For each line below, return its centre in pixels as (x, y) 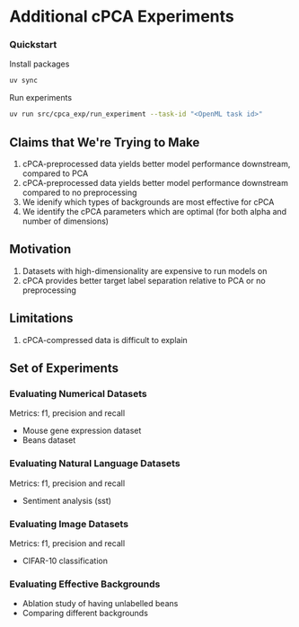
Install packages (40, 64)
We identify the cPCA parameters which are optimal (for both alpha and (154, 212)
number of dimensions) (66, 221)
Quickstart (33, 45)
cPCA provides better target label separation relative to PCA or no (144, 280)
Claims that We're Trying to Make (105, 142)
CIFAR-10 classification (65, 561)
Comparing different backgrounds (85, 614)
